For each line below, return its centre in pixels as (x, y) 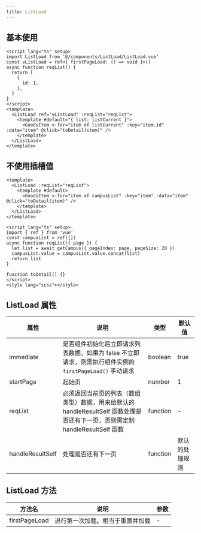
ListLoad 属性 (31, 305)
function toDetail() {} (36, 275)
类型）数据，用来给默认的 (98, 402)
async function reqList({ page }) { (52, 243)
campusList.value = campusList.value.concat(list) (76, 254)
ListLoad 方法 (31, 491)
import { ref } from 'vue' (40, 233)
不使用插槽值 (30, 166)
